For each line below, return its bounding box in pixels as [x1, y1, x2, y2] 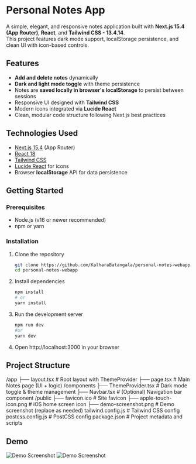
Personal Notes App [6, 4, 105, 17]
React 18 [14, 150, 36, 157]
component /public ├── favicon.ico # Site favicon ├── [6, 394, 139, 401]
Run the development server [14, 311, 84, 318]
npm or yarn [14, 223, 44, 230]
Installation [6, 238, 39, 246]
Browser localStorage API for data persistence [14, 169, 128, 176]
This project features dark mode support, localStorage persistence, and [6, 35, 179, 42]
